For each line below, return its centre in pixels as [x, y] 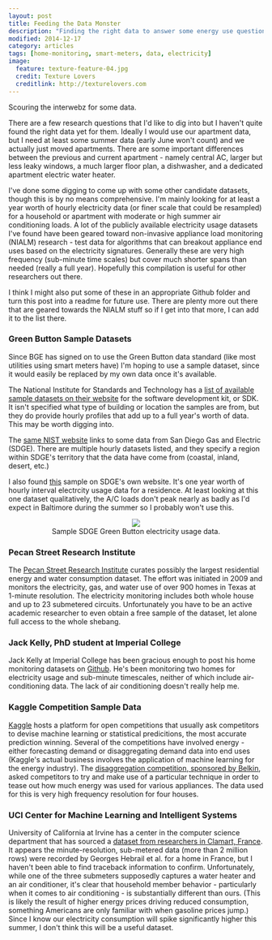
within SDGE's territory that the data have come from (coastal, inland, [124, 457]
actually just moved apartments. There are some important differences [126, 149]
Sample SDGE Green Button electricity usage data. [136, 531]
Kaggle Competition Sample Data [75, 707]
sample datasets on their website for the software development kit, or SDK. [134, 398]
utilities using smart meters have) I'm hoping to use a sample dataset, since [134, 365]
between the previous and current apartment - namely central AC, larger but [136, 157]
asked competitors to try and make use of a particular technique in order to [134, 777]
